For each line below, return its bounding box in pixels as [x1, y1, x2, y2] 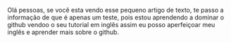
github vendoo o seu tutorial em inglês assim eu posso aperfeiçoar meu [7, 21, 216, 28]
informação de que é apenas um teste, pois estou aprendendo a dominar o [7, 13, 224, 21]
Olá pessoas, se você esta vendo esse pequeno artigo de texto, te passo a [7, 6, 224, 14]
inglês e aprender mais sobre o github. [7, 28, 120, 36]
